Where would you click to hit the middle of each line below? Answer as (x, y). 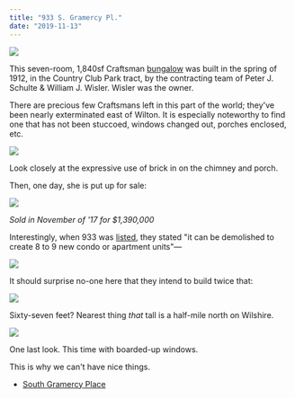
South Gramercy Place (64, 384)
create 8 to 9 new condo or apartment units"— (96, 246)
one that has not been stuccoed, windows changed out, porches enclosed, (148, 124)
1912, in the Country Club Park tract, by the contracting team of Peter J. (142, 78)
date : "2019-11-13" (46, 26)
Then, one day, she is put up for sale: (78, 185)
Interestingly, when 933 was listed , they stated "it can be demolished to (142, 237)
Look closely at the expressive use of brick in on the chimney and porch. (144, 168)
